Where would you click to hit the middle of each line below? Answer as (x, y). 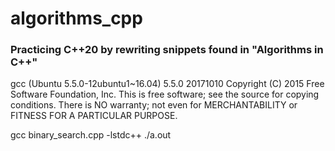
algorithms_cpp (76, 18)
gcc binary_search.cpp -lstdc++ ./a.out (91, 135)
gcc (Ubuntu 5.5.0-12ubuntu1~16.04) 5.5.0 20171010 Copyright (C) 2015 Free (167, 84)
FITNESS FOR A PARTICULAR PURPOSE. (94, 116)
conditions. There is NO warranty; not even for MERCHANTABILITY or (154, 105)
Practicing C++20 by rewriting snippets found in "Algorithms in (167, 50)
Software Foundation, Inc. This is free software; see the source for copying (165, 94)
